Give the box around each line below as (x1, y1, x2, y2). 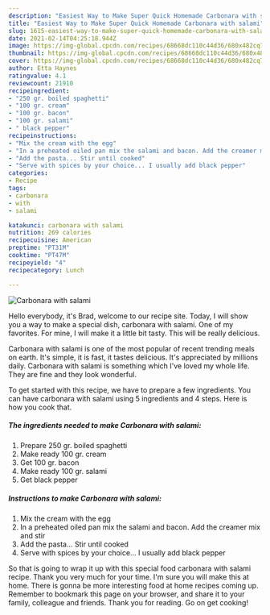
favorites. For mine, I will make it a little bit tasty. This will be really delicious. (8, 328, 260, 338)
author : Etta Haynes (8, 64, 78, 73)
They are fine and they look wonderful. (8, 369, 137, 379)
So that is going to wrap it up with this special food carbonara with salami (8, 563, 252, 573)
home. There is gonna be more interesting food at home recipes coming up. (8, 581, 259, 591)
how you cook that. (8, 402, 72, 412)
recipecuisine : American (8, 236, 92, 244)
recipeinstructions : (8, 131, 78, 139)
